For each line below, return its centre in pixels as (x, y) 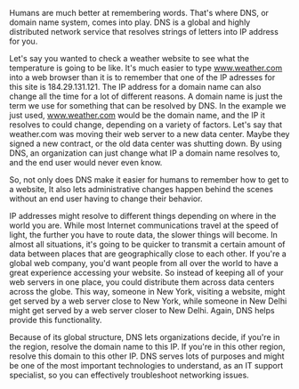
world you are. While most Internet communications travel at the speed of (144, 225)
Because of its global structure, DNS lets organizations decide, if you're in (145, 337)
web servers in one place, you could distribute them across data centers (142, 282)
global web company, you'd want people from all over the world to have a (144, 263)
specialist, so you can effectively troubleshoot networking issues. (129, 375)
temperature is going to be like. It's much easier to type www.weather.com (146, 68)
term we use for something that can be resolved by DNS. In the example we (148, 105)
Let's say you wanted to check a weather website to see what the (129, 58)
